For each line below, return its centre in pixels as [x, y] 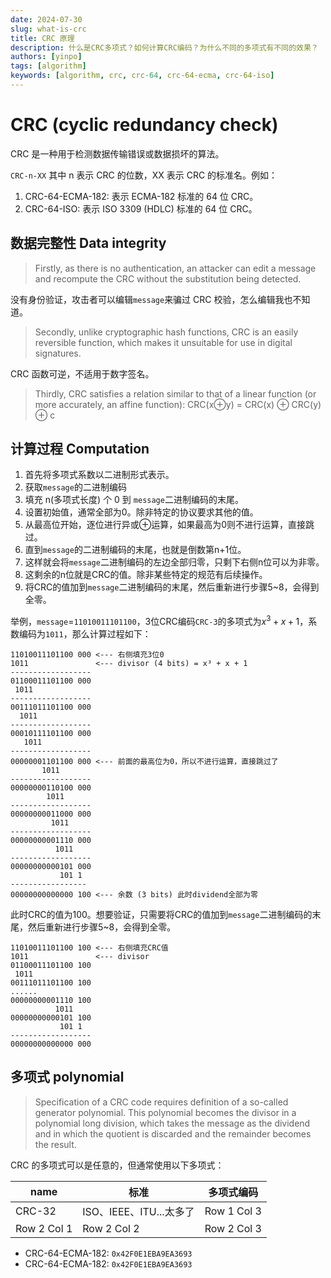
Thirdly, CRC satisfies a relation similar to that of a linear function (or [175, 393]
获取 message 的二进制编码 [75, 487]
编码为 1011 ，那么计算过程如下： [85, 634]
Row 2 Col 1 [44, 1228]
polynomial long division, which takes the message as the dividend [172, 1123]
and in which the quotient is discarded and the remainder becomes [173, 1133]
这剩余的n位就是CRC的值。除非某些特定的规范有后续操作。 [146, 575]
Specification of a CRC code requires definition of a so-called [161, 1102]
